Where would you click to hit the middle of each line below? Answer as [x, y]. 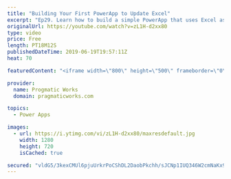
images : [18, 127]
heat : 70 [20, 59]
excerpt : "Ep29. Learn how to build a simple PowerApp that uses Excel [112, 20]
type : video [24, 33]
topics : [18, 108]
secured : [20, 165]
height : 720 [36, 146]
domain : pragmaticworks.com [54, 96]
